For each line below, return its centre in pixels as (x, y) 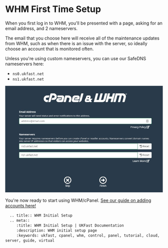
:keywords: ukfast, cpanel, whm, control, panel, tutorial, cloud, (88, 236)
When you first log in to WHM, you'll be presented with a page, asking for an (84, 23)
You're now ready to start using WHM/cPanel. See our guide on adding (78, 200)
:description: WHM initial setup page (57, 231)
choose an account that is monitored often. (49, 49)
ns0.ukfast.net (28, 74)
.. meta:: (20, 221)
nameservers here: (24, 64)
